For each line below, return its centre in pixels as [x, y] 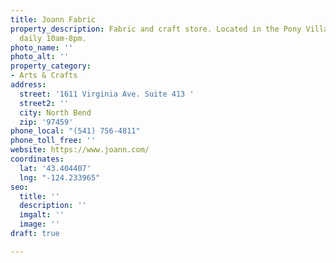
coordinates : [37, 159]
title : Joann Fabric [53, 19]
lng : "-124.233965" [60, 177]
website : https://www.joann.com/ [80, 150]
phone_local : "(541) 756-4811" [75, 131]
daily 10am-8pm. [53, 38]
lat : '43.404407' [55, 168]
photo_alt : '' [40, 57]
